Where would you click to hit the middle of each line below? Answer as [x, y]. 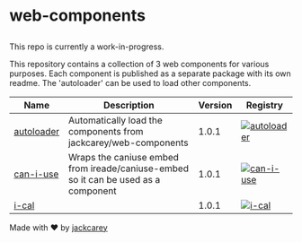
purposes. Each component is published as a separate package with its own [151, 73]
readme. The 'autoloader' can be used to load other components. [130, 82]
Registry [264, 105]
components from [106, 131]
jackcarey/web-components [128, 143]
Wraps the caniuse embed [124, 157]
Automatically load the [115, 120]
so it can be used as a [114, 179]
